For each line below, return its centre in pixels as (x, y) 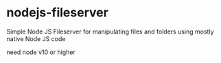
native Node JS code (36, 38)
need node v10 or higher (41, 52)
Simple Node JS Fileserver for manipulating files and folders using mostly (110, 32)
